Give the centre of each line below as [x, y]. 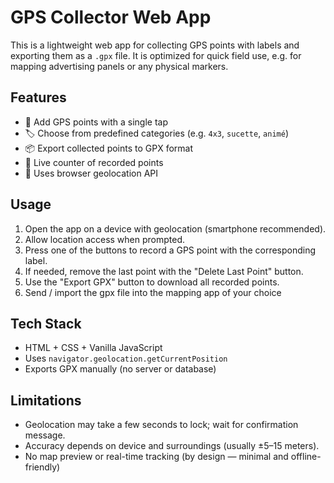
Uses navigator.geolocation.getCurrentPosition [126, 358]
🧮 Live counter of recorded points [94, 162]
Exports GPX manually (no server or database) [120, 369]
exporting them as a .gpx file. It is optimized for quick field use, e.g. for [156, 55]
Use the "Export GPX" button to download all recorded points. [152, 282]
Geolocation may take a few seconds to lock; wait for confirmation [161, 425]
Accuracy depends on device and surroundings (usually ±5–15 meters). [172, 446]
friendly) [42, 467]
